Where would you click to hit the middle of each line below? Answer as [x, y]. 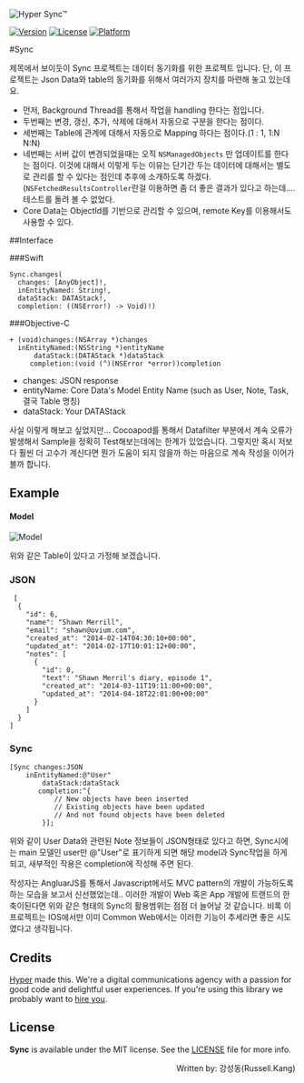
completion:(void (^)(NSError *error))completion [125, 364]
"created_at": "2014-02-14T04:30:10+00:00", [111, 638]
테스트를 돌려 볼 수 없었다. [69, 199]
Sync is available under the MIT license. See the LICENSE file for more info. [151, 1049]
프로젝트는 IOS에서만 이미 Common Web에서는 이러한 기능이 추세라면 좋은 [142, 918]
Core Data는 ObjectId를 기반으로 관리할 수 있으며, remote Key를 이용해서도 [157, 211]
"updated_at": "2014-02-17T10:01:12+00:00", [111, 646]
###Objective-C [39, 323]
